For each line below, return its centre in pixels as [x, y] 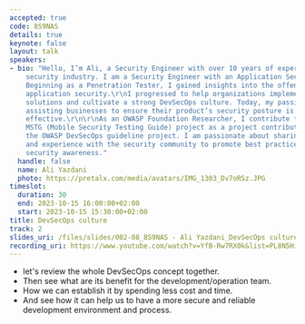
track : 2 [26, 229]
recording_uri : [38, 246]
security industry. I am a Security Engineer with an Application [154, 77]
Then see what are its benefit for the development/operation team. [147, 281]
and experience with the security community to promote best [143, 144]
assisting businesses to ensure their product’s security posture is [160, 111]
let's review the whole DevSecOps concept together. [121, 271]
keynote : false [38, 43]
